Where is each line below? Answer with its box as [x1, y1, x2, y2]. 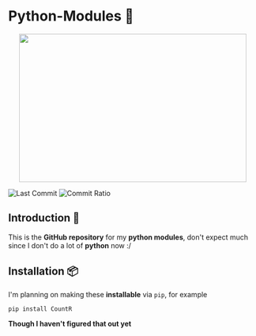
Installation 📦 [8, 265, 79, 278]
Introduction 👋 [8, 211, 81, 225]
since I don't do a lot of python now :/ [8, 240, 132, 250]
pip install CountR [8, 304, 73, 313]
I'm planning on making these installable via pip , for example [8, 289, 208, 299]
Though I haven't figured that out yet [8, 319, 132, 328]
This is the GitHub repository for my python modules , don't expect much [8, 232, 249, 242]
